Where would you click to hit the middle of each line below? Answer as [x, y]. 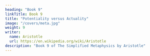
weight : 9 [15, 28]
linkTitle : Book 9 [24, 14]
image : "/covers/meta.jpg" [33, 23]
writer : [13, 32]
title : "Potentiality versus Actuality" [47, 19]
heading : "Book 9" [24, 9]
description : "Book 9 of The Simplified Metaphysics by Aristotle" [75, 46]
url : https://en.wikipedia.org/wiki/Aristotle [58, 41]
